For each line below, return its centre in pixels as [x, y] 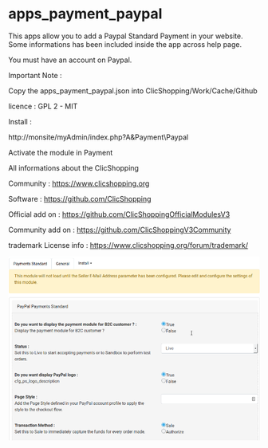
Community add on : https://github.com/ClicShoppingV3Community [120, 230]
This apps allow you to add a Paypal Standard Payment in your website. [126, 36]
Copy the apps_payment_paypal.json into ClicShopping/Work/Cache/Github [133, 90]
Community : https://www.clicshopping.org [79, 183]
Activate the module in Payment [61, 152]
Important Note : [35, 75]
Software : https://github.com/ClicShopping [80, 198]
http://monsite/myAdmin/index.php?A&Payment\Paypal [99, 137]
